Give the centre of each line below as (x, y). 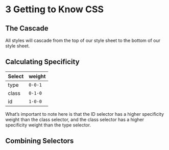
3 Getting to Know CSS (54, 9)
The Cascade (27, 28)
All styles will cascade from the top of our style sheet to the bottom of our (83, 40)
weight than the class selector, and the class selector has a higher (75, 119)
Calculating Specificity (43, 62)
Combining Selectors (40, 141)
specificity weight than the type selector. (48, 125)
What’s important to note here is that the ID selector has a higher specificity (85, 114)
